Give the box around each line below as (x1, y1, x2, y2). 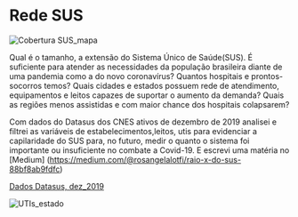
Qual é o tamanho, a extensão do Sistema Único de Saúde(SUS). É (9, 52, 254, 62)
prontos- (251, 70, 284, 81)
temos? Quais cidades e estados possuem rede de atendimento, (44, 80, 280, 91)
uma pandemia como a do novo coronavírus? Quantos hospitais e (9, 70, 250, 81)
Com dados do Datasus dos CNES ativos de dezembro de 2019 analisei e (9, 117, 278, 127)
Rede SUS (9, 5, 84, 26)
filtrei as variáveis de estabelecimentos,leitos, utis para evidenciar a (9, 125, 258, 136)
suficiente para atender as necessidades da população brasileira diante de (9, 61, 283, 72)
